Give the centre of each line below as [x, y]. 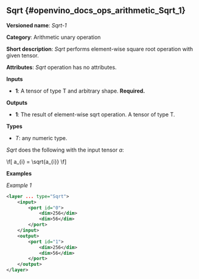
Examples [19, 173]
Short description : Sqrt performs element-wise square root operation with [100, 49]
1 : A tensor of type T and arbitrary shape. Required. [80, 91]
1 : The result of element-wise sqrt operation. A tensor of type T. [95, 114]
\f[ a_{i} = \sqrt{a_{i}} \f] [37, 161]
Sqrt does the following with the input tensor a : [65, 150]
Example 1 [19, 185]
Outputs [17, 102]
